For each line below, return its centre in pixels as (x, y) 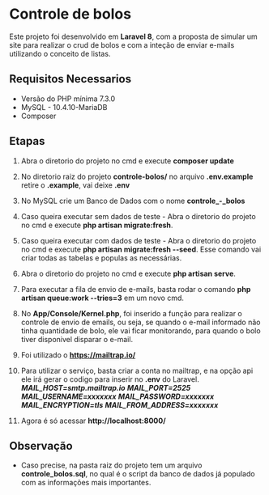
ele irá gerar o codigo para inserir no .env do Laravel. (110, 379)
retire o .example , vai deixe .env (75, 185)
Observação (41, 446)
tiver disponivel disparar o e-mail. (77, 339)
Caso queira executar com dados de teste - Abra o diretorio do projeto (139, 240)
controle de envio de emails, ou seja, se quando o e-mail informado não (141, 322)
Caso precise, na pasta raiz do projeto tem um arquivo (111, 465)
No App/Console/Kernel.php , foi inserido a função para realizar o (131, 313)
